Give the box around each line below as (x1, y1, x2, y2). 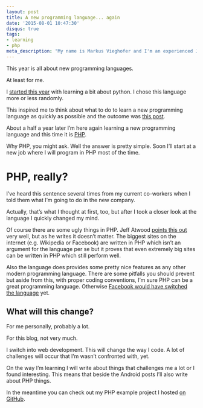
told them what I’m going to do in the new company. (6, 196, 135, 203)
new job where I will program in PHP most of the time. (6, 148, 140, 156)
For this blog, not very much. (6, 334, 78, 342)
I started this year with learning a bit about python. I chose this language (6, 88, 187, 95)
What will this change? (6, 307, 94, 317)
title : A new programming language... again (6, 14, 120, 21)
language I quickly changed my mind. (6, 214, 100, 222)
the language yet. (6, 289, 50, 296)
